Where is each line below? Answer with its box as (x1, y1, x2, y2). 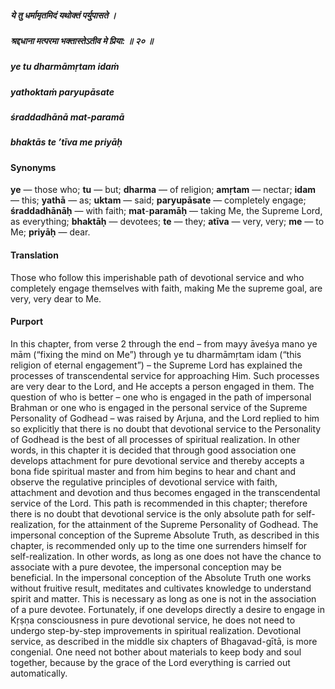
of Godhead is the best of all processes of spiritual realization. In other (10, 433, 301, 445)
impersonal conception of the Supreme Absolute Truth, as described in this (10, 529, 320, 541)
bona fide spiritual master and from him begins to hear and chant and (10, 465, 297, 477)
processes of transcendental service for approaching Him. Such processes (10, 369, 320, 381)
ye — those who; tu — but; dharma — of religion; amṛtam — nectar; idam (10, 184, 317, 196)
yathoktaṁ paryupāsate (10, 86, 115, 98)
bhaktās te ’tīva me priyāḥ (10, 136, 123, 148)
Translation (10, 249, 59, 261)
